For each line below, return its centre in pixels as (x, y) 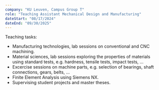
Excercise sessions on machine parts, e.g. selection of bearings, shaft (83, 67)
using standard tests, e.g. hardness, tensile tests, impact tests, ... (78, 62)
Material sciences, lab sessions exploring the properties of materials (81, 57)
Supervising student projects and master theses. (61, 83)
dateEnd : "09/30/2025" (28, 23)
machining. (24, 52)
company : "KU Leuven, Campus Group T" (45, 9)
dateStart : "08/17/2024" (30, 18)
